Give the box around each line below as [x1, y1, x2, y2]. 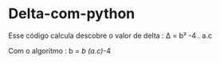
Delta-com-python [8, 5, 136, 23]
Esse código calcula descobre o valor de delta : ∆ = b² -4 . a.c [8, 31, 213, 40]
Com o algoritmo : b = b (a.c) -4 [8, 46, 112, 55]
